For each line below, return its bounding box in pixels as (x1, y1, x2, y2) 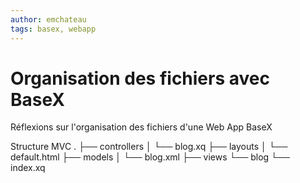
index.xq (10, 162, 46, 174)
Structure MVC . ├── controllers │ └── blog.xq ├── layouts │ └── (10, 141, 288, 153)
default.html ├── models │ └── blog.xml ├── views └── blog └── (10, 151, 290, 163)
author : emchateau (10, 14, 87, 25)
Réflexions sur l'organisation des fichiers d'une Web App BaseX (10, 121, 273, 133)
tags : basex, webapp (10, 24, 97, 34)
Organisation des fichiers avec (10, 67, 270, 90)
